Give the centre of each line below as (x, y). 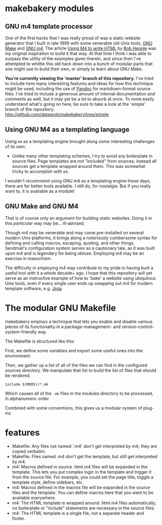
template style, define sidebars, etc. (48, 482)
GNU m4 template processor (49, 26)
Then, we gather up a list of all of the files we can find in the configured (76, 365)
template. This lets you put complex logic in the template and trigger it (82, 472)
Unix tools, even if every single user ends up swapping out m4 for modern (79, 283)
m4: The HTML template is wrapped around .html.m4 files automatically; (84, 503)
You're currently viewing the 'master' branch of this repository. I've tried (79, 78)
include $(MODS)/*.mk (27, 384)
